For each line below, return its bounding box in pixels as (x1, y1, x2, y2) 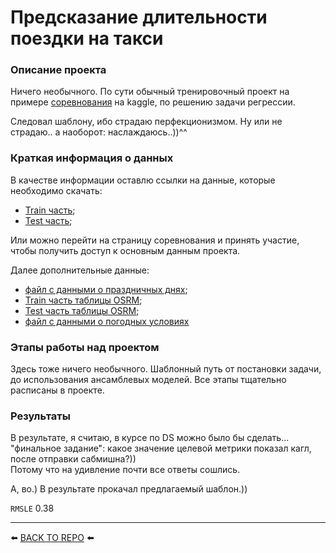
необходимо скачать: (10, 184, 103, 196)
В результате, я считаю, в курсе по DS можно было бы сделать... (10, 432, 290, 444)
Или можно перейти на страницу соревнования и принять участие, (10, 234, 300, 246)
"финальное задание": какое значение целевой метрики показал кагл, (10, 442, 312, 455)
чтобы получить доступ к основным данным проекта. (10, 244, 241, 256)
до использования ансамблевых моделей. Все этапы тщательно (10, 374, 287, 386)
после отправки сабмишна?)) (10, 453, 137, 465)
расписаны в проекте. (10, 384, 105, 396)
